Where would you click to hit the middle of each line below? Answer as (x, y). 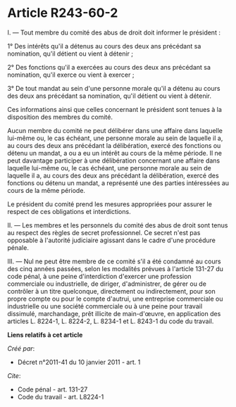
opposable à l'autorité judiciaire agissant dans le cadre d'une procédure (112, 240)
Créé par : (21, 348)
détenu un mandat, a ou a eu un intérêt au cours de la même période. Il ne (114, 153)
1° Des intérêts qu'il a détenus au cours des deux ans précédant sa (104, 46)
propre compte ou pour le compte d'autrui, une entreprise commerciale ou (115, 299)
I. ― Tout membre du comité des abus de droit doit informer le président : (114, 32)
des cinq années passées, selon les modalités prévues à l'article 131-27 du (116, 268)
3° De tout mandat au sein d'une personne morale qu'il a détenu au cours (114, 88)
